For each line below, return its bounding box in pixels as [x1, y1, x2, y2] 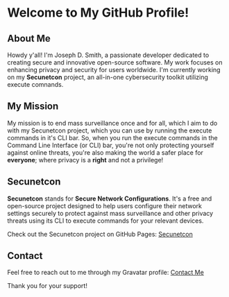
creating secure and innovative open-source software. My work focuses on [7, 58, 223, 67]
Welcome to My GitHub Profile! [7, 5, 189, 21]
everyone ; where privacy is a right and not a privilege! [7, 155, 164, 164]
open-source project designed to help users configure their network [7, 201, 203, 210]
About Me [7, 33, 51, 44]
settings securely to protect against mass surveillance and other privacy [7, 209, 214, 217]
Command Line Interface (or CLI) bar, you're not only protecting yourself [7, 141, 214, 149]
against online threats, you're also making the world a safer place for [7, 148, 203, 157]
